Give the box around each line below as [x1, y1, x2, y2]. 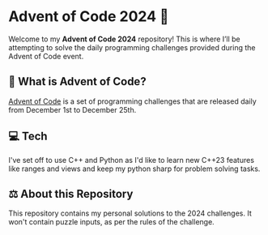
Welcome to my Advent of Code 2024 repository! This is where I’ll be [8, 34, 240, 44]
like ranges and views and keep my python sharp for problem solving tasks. [8, 164, 261, 173]
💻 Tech [8, 130, 48, 143]
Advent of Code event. [8, 51, 84, 61]
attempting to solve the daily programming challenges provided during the [8, 42, 256, 52]
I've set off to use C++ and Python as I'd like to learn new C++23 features [8, 155, 255, 164]
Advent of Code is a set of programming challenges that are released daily [8, 96, 257, 106]
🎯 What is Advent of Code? [8, 75, 147, 88]
